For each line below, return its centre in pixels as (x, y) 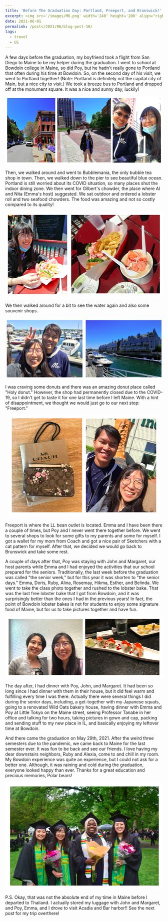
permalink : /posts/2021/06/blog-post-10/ (49, 27)
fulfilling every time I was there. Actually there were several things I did (78, 696)
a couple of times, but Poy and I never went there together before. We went (83, 530)
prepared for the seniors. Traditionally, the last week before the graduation (82, 572)
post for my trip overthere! (32, 913)
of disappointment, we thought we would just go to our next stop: (72, 403)
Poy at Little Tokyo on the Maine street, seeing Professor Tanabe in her (78, 712)
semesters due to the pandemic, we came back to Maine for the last (75, 743)
